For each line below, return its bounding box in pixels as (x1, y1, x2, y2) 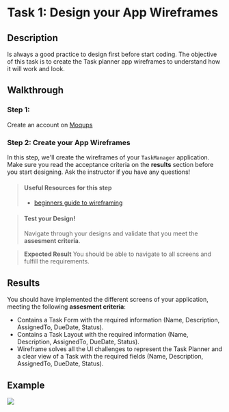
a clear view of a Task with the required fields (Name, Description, (16, 352, 204, 361)
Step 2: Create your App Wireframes (7, 138, 131, 147)
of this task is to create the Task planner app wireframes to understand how (7, 57, 221, 66)
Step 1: (7, 105, 30, 114)
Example (7, 379, 45, 391)
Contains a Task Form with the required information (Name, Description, (16, 316, 220, 324)
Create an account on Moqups (7, 120, 93, 129)
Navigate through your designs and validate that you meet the (23, 229, 198, 237)
